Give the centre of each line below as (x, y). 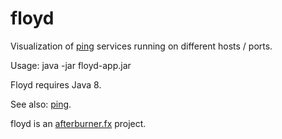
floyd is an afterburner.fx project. (78, 123)
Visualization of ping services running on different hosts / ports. (141, 46)
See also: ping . (41, 104)
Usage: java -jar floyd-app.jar (71, 65)
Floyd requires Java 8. (56, 84)
